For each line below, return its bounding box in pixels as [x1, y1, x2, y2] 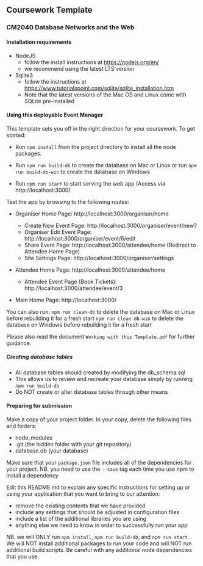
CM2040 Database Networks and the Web [6, 23, 135, 32]
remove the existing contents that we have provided [15, 502, 146, 509]
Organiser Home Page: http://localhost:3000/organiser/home [15, 210, 169, 217]
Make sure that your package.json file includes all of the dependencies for [6, 459, 192, 466]
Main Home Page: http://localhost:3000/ [15, 296, 117, 303]
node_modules [15, 434, 53, 441]
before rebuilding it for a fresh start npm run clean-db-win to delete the [6, 314, 184, 322]
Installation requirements [6, 38, 72, 45]
